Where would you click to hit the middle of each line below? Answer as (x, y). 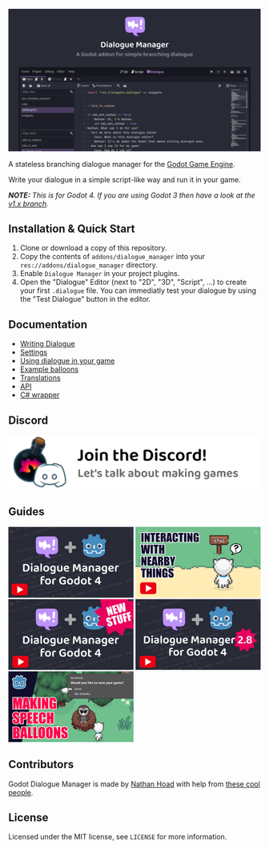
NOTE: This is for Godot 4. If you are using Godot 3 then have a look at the (132, 195)
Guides (27, 512)
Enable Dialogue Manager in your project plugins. (100, 274)
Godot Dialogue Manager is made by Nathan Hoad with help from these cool (134, 784)
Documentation (48, 325)
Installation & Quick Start (72, 228)
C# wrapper (40, 395)
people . (21, 792)
